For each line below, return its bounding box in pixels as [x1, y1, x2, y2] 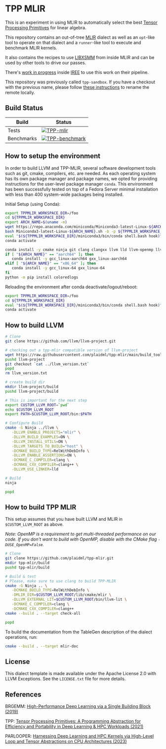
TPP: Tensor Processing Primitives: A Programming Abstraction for [5, 718, 141, 724]
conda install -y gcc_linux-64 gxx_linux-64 [11, 266, 105, 271]
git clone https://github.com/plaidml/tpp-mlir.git [5, 556, 114, 561]
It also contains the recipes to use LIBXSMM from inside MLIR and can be [5, 54, 155, 60]
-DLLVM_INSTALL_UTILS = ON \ [11, 439, 68, 444]
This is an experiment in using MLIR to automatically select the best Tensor [5, 19, 158, 25]
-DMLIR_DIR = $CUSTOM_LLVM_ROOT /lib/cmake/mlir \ [11, 592, 112, 598]
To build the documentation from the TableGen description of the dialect [5, 628, 152, 635]
